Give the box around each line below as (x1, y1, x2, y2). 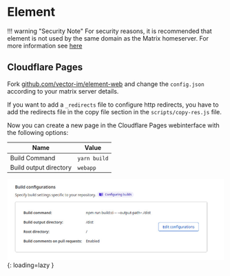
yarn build (77, 155, 109, 162)
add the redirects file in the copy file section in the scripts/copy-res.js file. (7, 107, 222, 116)
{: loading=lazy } (7, 261, 54, 269)
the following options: (7, 128, 69, 136)
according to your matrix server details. (7, 87, 119, 95)
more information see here (7, 41, 83, 50)
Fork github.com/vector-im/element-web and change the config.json (7, 80, 205, 88)
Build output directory (10, 163, 72, 171)
